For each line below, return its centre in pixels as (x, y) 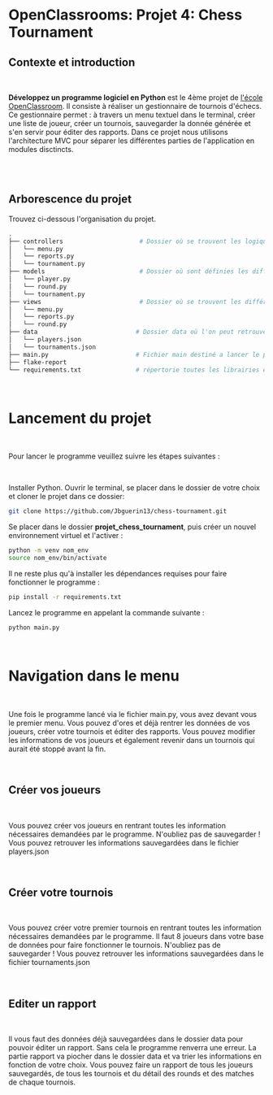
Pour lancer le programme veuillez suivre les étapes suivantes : (114, 456)
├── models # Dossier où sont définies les (129, 272)
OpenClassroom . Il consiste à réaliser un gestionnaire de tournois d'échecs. (135, 106)
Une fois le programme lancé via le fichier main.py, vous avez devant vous (133, 714)
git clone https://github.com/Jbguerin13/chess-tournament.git (118, 511)
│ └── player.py (39, 279)
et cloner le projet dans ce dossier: (67, 497)
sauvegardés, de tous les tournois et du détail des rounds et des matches (131, 1074)
